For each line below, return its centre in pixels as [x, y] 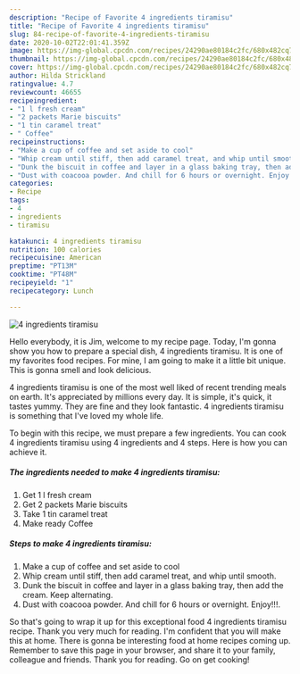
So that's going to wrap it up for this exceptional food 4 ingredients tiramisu [148, 621]
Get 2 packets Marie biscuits [75, 504]
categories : [31, 184]
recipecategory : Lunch [51, 291]
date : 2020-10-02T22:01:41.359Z [69, 42]
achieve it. [28, 452]
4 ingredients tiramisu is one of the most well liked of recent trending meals [148, 387]
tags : [19, 200]
